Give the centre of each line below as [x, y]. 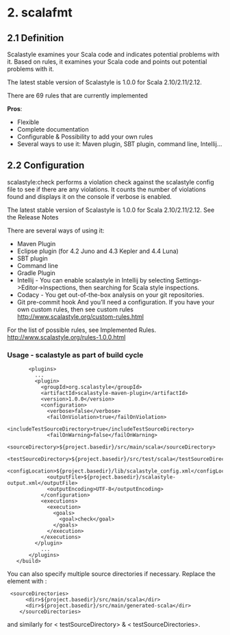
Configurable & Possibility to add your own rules [85, 136]
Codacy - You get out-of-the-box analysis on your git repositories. [110, 295]
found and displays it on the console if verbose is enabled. [90, 196]
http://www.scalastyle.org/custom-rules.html [80, 316]
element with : [27, 582]
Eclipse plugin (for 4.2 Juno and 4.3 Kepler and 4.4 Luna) [98, 251]
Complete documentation [53, 129]
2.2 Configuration [46, 166]
